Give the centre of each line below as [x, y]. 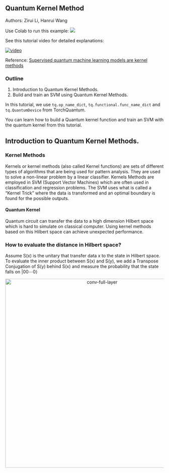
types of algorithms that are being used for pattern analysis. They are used [83, 171]
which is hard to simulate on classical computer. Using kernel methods [78, 226]
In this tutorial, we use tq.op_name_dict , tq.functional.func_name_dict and [83, 105]
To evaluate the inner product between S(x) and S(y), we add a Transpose [82, 261]
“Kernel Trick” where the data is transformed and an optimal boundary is [80, 193]
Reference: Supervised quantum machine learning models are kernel [76, 60]
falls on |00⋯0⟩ [21, 272]
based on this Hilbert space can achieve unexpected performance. [74, 232]
